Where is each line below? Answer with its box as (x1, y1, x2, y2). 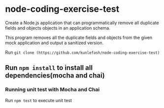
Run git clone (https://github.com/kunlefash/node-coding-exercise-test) (5, 49, 160, 55)
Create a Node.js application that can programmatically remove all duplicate (5, 20, 159, 26)
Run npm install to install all (5, 64, 93, 72)
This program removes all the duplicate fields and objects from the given (5, 35, 153, 40)
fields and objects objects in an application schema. (5, 25, 111, 31)
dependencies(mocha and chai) (5, 72, 105, 80)
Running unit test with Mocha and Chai (5, 86, 100, 93)
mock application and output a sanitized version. (5, 39, 104, 45)
